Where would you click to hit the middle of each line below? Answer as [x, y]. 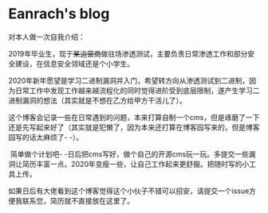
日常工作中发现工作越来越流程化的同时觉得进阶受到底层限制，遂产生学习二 [137, 90]
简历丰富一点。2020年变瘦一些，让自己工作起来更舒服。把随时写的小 [136, 164]
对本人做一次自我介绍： [47, 37]
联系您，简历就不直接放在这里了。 [78, 200]
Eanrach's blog [59, 14]
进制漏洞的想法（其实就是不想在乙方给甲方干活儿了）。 [97, 100]
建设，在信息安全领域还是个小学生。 [74, 64]
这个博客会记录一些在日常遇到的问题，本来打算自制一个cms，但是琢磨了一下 [134, 117]
